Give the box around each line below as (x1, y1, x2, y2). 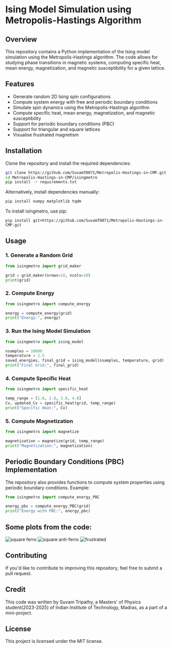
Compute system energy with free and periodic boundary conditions (12, 99, 158, 105)
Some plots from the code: (5, 523, 92, 531)
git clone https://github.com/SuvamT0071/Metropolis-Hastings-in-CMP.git (5, 170, 167, 175)
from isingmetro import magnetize (5, 429, 80, 434)
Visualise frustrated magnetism (12, 131, 79, 138)
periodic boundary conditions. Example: (5, 484, 90, 491)
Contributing (5, 551, 47, 560)
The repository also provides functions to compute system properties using (5, 479, 165, 485)
